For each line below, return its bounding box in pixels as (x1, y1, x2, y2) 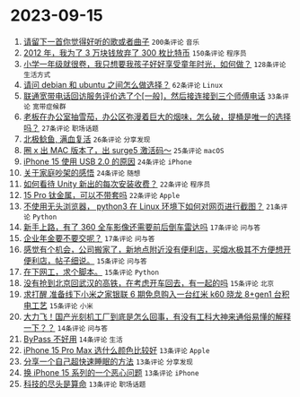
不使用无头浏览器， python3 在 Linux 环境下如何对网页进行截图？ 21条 (22, 201, 281, 211)
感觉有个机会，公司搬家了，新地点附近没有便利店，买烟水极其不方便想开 (22, 244, 291, 255)
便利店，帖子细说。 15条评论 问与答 (22, 255, 147, 265)
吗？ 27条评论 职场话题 (22, 122, 100, 133)
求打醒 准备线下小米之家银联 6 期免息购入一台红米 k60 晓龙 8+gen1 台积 (22, 289, 290, 299)
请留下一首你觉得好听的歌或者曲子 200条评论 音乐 (22, 36, 200, 47)
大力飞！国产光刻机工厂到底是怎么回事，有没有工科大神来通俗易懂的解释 (22, 311, 291, 322)
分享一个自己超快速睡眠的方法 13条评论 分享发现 (22, 356, 194, 367)
